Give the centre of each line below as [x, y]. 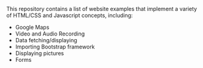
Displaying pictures [40, 53]
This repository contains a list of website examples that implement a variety [102, 9]
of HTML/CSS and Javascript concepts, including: [70, 15]
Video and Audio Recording [50, 34]
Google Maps [32, 27]
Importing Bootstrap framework [55, 47]
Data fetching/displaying [46, 40]
